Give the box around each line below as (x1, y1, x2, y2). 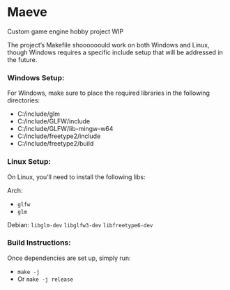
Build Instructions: (7, 238, 71, 247)
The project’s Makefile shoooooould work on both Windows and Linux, (7, 40, 210, 49)
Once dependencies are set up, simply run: (7, 254, 131, 262)
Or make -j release (17, 275, 74, 283)
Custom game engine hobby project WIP (7, 27, 124, 36)
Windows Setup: (7, 72, 65, 82)
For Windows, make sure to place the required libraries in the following (7, 89, 210, 98)
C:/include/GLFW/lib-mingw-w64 (17, 125, 114, 133)
